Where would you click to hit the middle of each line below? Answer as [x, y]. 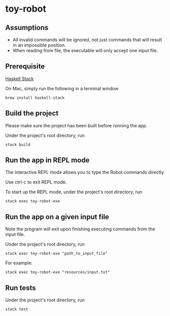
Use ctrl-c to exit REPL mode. [36, 182]
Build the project [32, 113]
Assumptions [27, 28]
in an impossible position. [39, 45]
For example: [19, 263]
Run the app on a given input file [57, 217]
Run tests [21, 288]
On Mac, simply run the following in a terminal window [62, 88]
